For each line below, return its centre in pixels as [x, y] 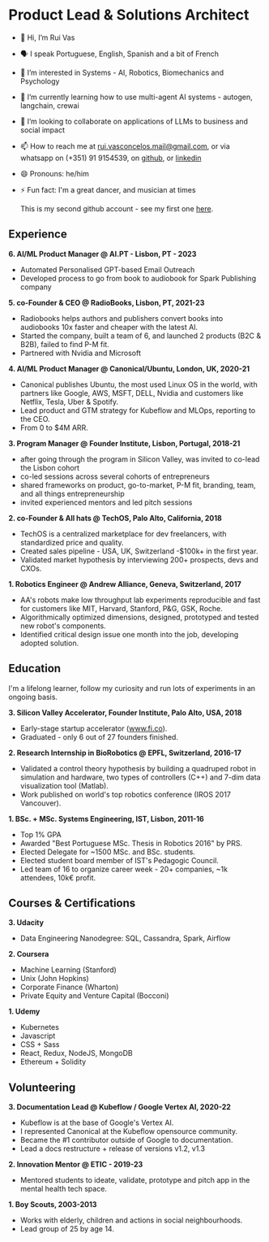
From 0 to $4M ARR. [54, 428]
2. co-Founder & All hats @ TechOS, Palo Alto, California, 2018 [115, 518]
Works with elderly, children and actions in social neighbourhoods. [131, 1220]
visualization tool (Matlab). [64, 785]
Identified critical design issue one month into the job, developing [129, 634]
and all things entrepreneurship [73, 493]
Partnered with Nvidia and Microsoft [81, 353]
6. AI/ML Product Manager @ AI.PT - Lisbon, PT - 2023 [102, 254]
